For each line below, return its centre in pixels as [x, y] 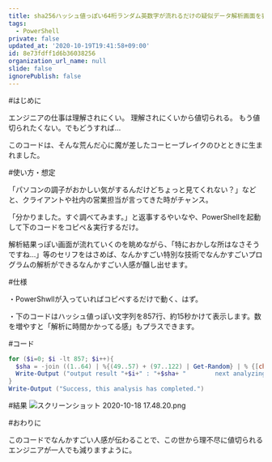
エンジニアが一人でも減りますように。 [72, 450]
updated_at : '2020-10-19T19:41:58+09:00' [79, 46]
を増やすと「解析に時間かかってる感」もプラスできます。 [104, 326]
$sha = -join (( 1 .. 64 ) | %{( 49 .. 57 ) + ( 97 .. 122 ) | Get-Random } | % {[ [137, 366]
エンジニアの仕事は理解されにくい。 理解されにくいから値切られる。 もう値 [134, 118]
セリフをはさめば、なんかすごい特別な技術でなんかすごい [153, 254]
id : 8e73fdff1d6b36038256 [52, 53]
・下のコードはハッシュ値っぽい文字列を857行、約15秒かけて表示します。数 [135, 316]
